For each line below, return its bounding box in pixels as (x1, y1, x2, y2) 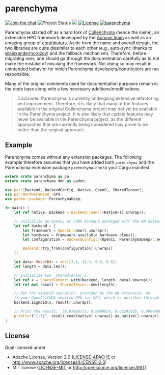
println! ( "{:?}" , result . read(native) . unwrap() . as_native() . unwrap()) (14, 313, 162, 318)
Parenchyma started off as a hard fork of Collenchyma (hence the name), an (5, 29, 160, 35)
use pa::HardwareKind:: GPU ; (5, 192, 63, 197)
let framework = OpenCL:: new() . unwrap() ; (23, 228, 109, 233)
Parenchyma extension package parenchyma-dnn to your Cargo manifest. (5, 164, 151, 170)
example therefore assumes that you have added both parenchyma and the (5, 159, 154, 165)
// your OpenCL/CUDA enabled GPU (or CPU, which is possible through (14, 295, 160, 300)
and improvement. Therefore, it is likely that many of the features (17, 100, 149, 106)
